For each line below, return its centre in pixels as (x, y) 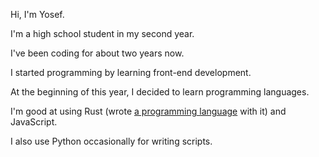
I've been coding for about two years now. (97, 53)
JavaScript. (34, 122)
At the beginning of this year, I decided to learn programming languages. (160, 92)
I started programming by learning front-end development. (131, 72)
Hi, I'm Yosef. (37, 14)
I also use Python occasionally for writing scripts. (111, 141)
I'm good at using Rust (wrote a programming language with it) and (148, 111)
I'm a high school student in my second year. (102, 33)
